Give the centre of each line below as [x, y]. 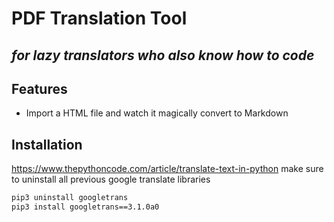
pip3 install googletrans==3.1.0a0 [85, 207]
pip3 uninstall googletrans [70, 198]
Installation [47, 144]
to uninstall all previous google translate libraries [111, 179]
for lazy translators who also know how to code [163, 55]
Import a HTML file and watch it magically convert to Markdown [157, 113]
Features [39, 88]
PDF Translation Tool [99, 18]
